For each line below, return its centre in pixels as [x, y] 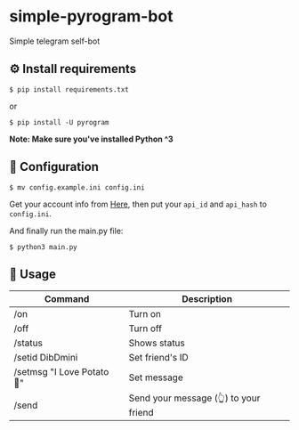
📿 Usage [32, 274]
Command [67, 299]
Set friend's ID [158, 358]
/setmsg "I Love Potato [61, 372]
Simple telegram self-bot [55, 41]
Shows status [157, 343]
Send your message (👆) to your [194, 398]
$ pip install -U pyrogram [59, 122]
